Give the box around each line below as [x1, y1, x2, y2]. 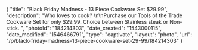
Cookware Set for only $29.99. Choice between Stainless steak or [6, 18, 169, 25]
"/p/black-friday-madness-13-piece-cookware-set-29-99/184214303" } [6, 37, 183, 44]
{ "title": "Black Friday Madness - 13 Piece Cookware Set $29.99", [6, 6, 168, 12]
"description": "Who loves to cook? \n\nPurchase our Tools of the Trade [6, 12, 183, 19]
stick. [6, 24, 20, 32]
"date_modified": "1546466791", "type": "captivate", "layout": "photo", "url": [6, 31, 193, 38]
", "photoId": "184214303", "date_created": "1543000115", [20, 24, 162, 32]
